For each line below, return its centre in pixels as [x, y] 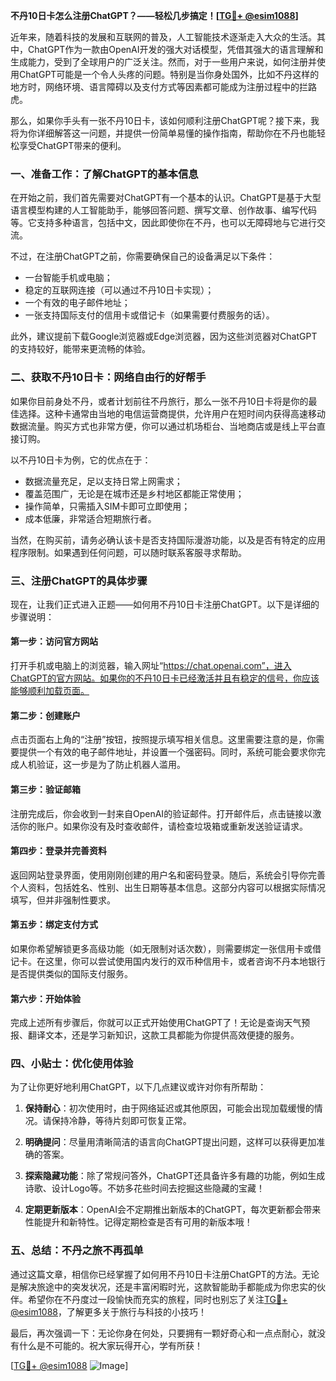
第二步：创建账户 [45, 715]
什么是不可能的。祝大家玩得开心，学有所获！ [110, 1345]
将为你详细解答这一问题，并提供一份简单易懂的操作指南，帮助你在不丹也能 [163, 133]
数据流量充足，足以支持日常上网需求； [103, 481]
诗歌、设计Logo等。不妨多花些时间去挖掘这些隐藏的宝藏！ [145, 1188]
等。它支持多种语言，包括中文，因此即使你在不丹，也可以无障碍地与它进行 [163, 223]
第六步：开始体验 [45, 998]
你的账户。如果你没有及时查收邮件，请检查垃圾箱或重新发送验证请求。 [163, 826]
